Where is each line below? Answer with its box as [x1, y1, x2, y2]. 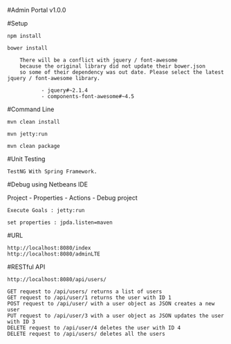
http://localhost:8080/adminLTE [7, 251, 100, 258]
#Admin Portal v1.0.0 [7, 6, 66, 14]
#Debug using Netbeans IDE [7, 180, 89, 189]
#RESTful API [7, 262, 46, 271]
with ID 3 [7, 318, 36, 325]
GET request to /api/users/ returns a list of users [7, 288, 163, 295]
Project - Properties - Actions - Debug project [7, 193, 138, 202]
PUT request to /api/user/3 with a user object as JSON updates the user [7, 312, 225, 319]
